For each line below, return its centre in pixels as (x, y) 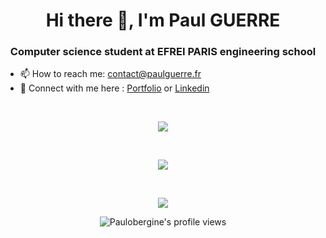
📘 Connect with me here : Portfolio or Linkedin (114, 88)
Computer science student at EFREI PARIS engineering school (163, 52)
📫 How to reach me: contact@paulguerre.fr (110, 74)
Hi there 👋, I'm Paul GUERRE (163, 20)
